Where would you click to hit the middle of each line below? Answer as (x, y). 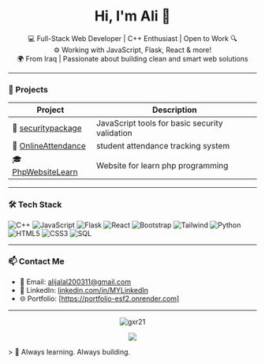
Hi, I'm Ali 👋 (132, 16)
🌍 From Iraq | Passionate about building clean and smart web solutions (132, 58)
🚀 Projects (28, 89)
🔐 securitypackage (47, 128)
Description (175, 110)
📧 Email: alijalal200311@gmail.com (75, 281)
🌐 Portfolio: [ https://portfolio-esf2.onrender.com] (99, 298)
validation (114, 133)
